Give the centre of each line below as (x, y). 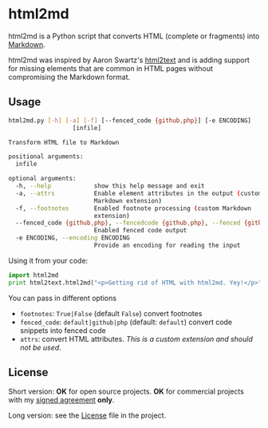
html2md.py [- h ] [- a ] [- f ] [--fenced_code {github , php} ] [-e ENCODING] (130, 121)
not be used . (40, 347)
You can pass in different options (63, 298)
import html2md (33, 275)
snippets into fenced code (63, 330)
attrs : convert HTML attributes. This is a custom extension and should (136, 339)
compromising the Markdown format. (69, 77)
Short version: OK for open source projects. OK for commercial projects (126, 391)
